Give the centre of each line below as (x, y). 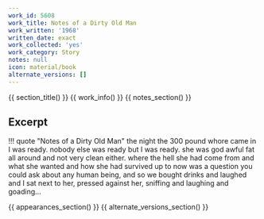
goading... (25, 192)
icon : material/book (43, 67)
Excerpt (28, 123)
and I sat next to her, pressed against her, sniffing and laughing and (118, 183)
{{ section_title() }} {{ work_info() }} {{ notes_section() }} (100, 97)
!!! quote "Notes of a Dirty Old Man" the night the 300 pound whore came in (132, 141)
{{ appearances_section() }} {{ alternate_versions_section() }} (109, 207)
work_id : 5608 (32, 15)
